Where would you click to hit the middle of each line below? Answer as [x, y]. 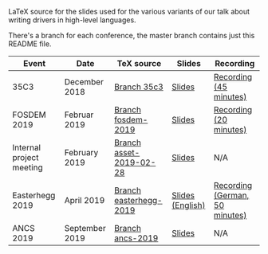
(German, [232, 195]
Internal [27, 148]
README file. [30, 44]
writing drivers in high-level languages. [73, 20]
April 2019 [85, 200]
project [26, 157]
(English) [188, 205]
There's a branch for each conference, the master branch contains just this [132, 35]
